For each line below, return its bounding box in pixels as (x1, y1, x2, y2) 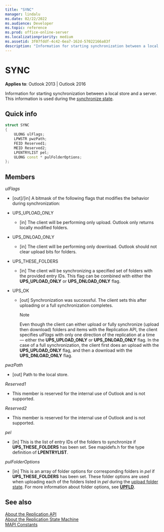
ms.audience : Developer (5, 21, 54, 26)
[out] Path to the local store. (12, 372, 69, 378)
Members (5, 172, 35, 181)
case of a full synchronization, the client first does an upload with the (19, 342, 159, 348)
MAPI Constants (5, 521, 38, 527)
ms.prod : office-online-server (5, 30, 69, 35)
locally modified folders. (19, 225, 69, 231)
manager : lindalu (5, 12, 41, 17)
